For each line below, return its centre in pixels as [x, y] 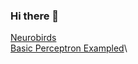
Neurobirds [33, 38]
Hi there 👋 [35, 16]
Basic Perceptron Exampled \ [69, 48]
